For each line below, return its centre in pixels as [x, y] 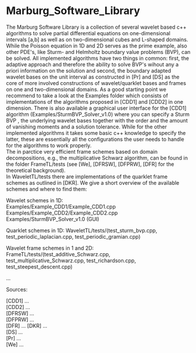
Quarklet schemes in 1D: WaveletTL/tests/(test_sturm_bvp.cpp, [82, 230]
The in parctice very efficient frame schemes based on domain [82, 151]
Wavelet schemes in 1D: [35, 200]
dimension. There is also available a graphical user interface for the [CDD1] [96, 108]
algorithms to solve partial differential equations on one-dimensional [88, 33]
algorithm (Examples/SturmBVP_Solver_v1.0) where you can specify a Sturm [98, 114]
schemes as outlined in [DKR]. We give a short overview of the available [93, 182]
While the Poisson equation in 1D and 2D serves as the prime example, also [97, 46]
